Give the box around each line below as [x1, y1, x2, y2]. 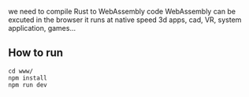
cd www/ [8, 67, 34, 75]
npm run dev [8, 80, 47, 89]
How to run [8, 47, 64, 60]
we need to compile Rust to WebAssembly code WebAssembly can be [8, 7, 236, 16]
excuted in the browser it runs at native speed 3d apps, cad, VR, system [8, 15, 242, 24]
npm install [8, 74, 47, 82]
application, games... [8, 24, 76, 32]
